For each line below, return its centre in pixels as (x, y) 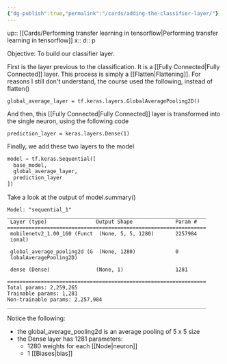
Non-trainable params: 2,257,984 (55, 300)
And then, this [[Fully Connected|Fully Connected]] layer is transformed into (114, 114)
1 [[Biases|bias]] (50, 353)
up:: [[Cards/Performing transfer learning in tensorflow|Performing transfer (113, 33)
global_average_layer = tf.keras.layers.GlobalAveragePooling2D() (104, 101)
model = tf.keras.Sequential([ (52, 159)
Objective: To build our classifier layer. (61, 53)
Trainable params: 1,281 (42, 294)
